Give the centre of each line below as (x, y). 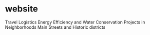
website (21, 9)
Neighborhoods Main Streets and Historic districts (55, 27)
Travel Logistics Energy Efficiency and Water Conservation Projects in (75, 22)
